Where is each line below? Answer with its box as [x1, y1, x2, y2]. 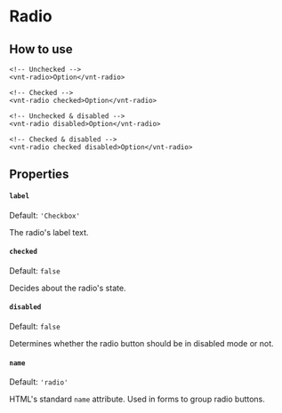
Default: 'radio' [9, 377, 68, 387]
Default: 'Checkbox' [9, 210, 81, 220]
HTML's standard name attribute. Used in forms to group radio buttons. [9, 393, 265, 405]
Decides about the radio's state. [9, 282, 126, 293]
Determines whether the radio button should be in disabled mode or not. [9, 338, 274, 348]
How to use [9, 42, 73, 57]
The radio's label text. [9, 226, 89, 237]
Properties [9, 167, 69, 182]
